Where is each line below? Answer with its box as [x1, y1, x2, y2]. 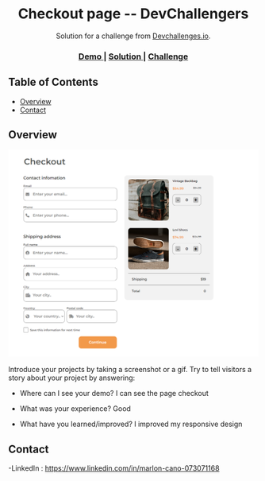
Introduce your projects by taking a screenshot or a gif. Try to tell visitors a [8, 365, 252, 374]
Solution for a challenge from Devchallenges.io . [56, 31, 211, 41]
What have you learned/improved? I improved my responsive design [19, 419, 243, 429]
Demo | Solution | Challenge [78, 51, 189, 62]
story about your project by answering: [8, 373, 136, 382]
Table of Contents [8, 76, 99, 89]
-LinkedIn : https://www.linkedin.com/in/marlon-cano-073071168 [8, 464, 220, 473]
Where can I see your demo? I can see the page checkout [19, 389, 209, 398]
